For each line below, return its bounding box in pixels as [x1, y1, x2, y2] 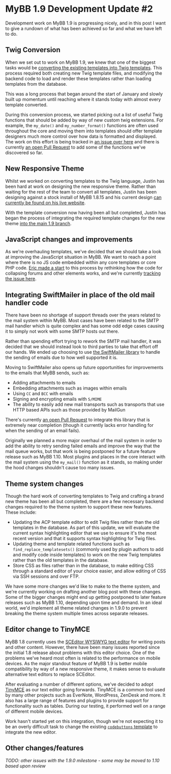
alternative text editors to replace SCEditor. [5, 671, 96, 677]
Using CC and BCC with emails [12, 391, 74, 397]
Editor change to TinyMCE [5, 625, 90, 634]
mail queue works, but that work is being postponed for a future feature [5, 448, 156, 454]
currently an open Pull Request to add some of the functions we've [5, 144, 146, 150]
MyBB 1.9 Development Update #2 [5, 3, 153, 15]
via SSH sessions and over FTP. [12, 573, 80, 579]
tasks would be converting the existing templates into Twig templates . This [5, 64, 162, 70]
